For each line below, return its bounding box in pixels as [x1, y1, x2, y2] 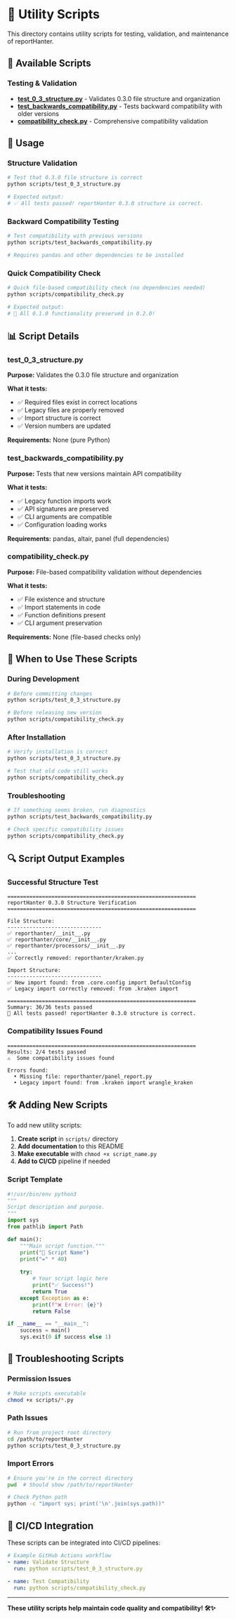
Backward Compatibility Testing [7, 216, 119, 226]
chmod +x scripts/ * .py [7, 1396, 74, 1403]
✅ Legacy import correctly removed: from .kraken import [7, 985, 179, 992]
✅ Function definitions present [17, 610, 106, 619]
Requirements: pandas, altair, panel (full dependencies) [7, 534, 170, 543]
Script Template [7, 1174, 63, 1184]
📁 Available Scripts [7, 58, 91, 70]
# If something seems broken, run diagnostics [7, 807, 146, 814]
